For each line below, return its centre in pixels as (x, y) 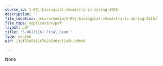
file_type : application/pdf (33, 23)
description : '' (21, 14)
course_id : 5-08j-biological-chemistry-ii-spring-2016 (62, 9)
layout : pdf (17, 28)
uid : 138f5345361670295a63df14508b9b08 (45, 41)
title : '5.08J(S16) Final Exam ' (39, 32)
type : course (18, 37)
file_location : (20, 18)
